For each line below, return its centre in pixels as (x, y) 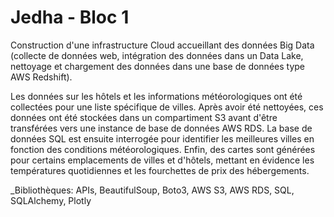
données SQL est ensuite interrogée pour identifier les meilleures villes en (162, 138)
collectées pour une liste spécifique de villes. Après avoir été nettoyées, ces (167, 107)
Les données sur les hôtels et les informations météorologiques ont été (156, 96)
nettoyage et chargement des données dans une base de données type (157, 66)
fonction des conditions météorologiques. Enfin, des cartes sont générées (163, 149)
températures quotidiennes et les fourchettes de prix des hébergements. (160, 170)
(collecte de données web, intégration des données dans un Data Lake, (157, 55)
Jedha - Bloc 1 (70, 17)
